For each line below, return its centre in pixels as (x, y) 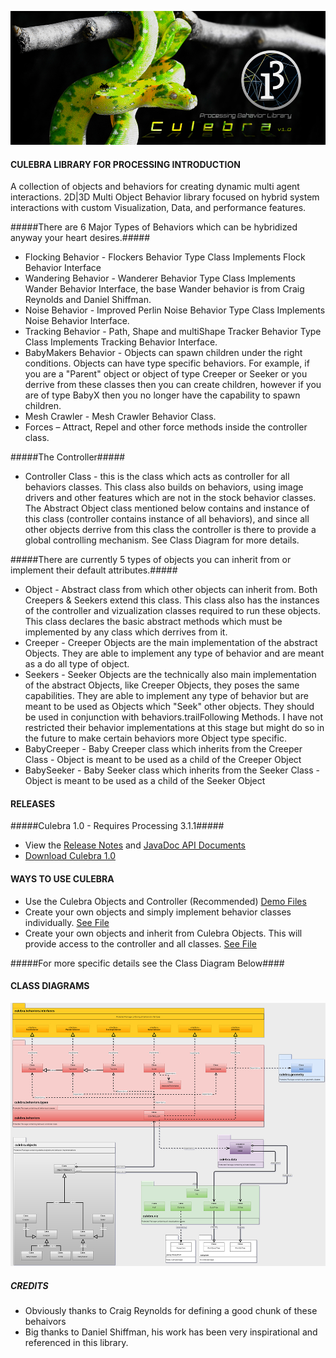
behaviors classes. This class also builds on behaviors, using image (164, 487)
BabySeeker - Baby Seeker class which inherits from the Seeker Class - (172, 770)
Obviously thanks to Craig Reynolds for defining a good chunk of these (171, 1311)
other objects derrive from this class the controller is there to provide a (170, 530)
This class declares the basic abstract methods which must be (153, 622)
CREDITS (29, 1285)
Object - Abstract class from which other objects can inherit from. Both (171, 590)
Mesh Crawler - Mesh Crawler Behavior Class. (120, 417)
